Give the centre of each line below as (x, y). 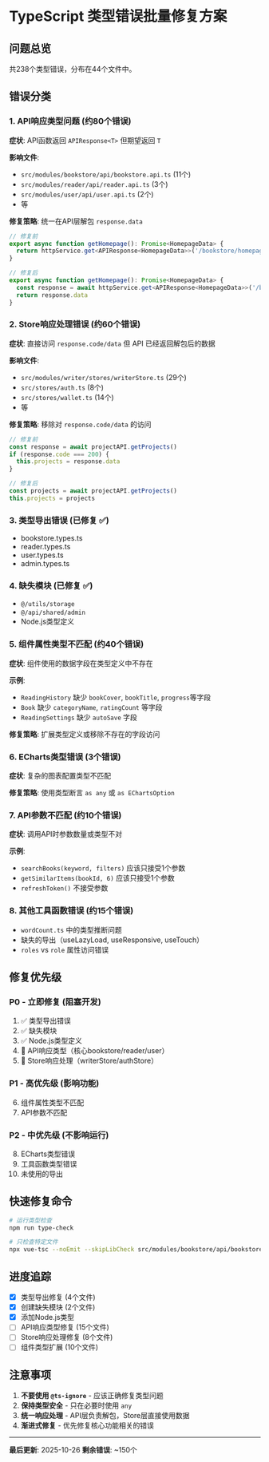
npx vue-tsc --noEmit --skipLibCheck (72, 1250)
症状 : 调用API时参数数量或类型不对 (66, 834)
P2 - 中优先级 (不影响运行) (59, 1135)
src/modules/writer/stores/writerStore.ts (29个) (103, 377)
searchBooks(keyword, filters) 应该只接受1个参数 (103, 868)
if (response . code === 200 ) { (59, 454)
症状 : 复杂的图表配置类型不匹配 (60, 776)
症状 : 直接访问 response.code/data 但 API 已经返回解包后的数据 (112, 343)
